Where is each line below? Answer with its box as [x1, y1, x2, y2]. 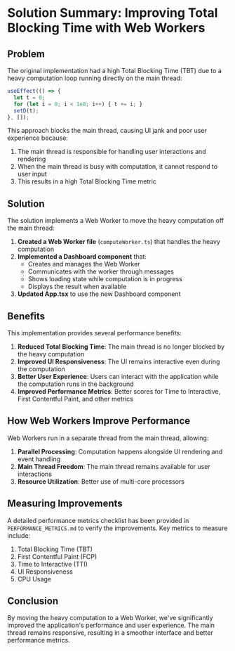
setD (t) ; [13, 107, 39, 114]
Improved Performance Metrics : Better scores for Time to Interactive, [17, 387, 221, 395]
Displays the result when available [27, 283, 127, 291]
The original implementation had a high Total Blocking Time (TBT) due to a [7, 67, 222, 75]
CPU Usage [17, 574, 51, 583]
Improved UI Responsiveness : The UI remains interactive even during [17, 357, 220, 366]
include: [7, 531, 31, 539]
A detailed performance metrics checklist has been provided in [7, 516, 189, 524]
